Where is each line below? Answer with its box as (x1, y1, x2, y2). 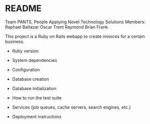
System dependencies (12, 57, 57, 63)
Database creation (12, 76, 50, 82)
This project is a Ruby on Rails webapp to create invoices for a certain (5, 33, 145, 39)
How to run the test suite (12, 95, 62, 101)
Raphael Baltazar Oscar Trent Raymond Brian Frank (5, 24, 108, 30)
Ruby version (12, 48, 39, 54)
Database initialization (12, 85, 57, 91)
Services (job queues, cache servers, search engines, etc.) (12, 104, 131, 110)
